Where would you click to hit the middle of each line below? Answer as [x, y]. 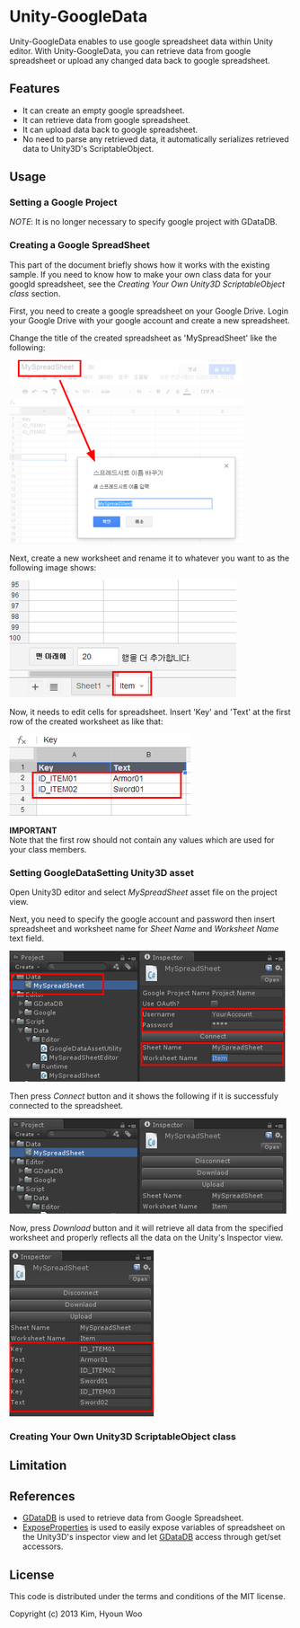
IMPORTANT [33, 830]
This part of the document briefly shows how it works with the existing [140, 265]
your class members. [48, 849]
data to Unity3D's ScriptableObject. [88, 148]
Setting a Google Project [63, 202]
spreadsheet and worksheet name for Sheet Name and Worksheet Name [144, 929]
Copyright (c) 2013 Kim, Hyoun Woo [76, 1614]
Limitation [38, 1466]
